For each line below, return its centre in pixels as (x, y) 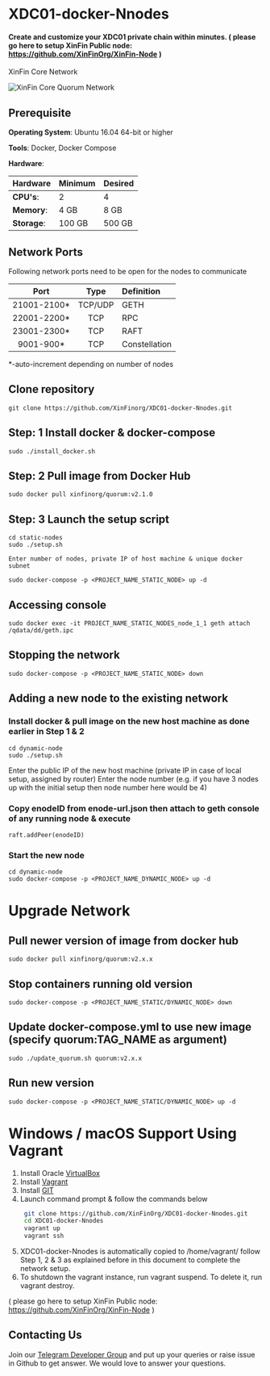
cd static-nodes (35, 538)
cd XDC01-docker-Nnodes (64, 1221)
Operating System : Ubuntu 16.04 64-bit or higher (91, 132)
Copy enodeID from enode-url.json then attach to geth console (134, 808)
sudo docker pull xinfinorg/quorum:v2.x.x (81, 959)
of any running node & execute (70, 818)
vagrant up (42, 1228)
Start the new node (46, 855)
